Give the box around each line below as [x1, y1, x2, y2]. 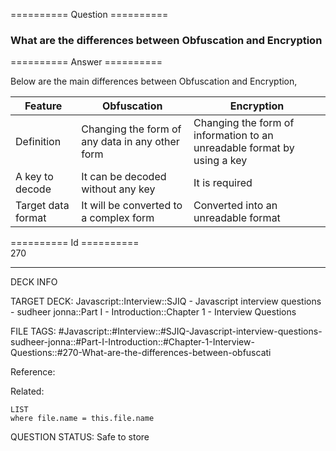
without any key [81, 182, 156, 196]
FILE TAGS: [10, 325, 57, 338]
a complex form [81, 211, 155, 225]
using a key [193, 154, 248, 168]
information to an [193, 129, 274, 143]
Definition [15, 135, 62, 149]
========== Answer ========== [10, 56, 163, 68]
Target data [15, 199, 70, 213]
